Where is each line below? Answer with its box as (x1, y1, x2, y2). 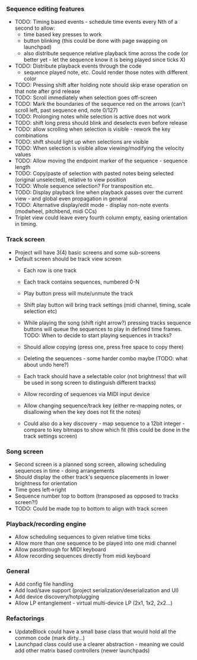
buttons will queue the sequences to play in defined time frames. (23, 325, 183, 332)
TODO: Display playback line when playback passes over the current (14, 189, 183, 196)
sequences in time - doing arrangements (14, 467, 115, 474)
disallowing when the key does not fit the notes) (23, 408, 141, 415)
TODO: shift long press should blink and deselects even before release (14, 120, 188, 127)
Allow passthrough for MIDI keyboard (14, 546, 106, 553)
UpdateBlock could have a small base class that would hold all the (14, 628, 176, 635)
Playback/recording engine (6, 520, 87, 528)
